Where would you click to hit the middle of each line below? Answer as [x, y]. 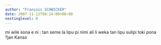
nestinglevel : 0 [21, 18]
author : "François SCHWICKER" [36, 9]
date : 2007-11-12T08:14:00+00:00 [39, 14]
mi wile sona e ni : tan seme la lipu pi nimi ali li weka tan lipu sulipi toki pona [81, 32]
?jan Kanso [16, 37]
